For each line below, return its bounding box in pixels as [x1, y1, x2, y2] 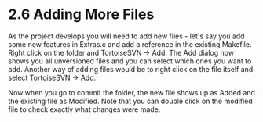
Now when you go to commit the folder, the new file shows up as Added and [8, 88, 255, 97]
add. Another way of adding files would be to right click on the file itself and [8, 64, 254, 74]
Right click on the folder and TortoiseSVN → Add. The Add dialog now [8, 48, 234, 57]
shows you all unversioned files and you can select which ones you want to [8, 56, 252, 66]
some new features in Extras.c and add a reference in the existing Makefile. [8, 39, 252, 48]
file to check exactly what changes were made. [8, 104, 161, 114]
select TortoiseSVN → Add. [8, 73, 97, 82]
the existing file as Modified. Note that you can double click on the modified [8, 96, 253, 106]
